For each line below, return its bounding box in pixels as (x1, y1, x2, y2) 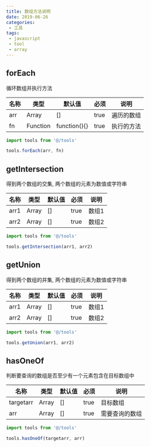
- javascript (8, 36, 41, 41)
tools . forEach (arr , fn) (6, 148, 64, 154)
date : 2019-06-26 (6, 14, 49, 20)
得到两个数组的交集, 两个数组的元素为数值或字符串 (6, 181, 127, 188)
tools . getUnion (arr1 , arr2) (6, 339, 75, 345)
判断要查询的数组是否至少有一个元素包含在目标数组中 (6, 372, 135, 379)
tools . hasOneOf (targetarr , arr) (6, 436, 85, 442)
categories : (6, 19, 35, 25)
